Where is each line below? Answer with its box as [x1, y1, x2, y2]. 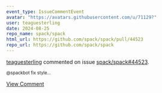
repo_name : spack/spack [6, 31, 66, 37]
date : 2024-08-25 [6, 25, 50, 32]
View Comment [6, 80, 44, 87]
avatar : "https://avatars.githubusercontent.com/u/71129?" [6, 14, 157, 20]
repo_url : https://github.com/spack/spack [6, 42, 114, 48]
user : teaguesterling [6, 20, 61, 26]
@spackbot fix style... [6, 70, 51, 76]
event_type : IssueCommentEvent [6, 8, 85, 15]
